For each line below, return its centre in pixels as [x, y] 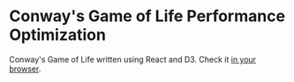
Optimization [57, 35]
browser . [25, 69]
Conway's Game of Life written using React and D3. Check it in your [133, 59]
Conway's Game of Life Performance [147, 16]
